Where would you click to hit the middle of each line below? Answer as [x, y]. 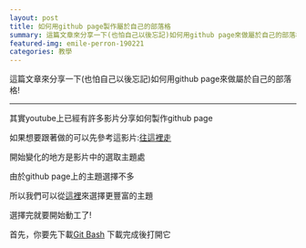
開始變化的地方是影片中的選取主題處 [77, 157]
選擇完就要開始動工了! [51, 215]
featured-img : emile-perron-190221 [77, 43]
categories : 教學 [41, 52]
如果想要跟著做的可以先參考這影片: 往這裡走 [91, 138]
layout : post [34, 18]
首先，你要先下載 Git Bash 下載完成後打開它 [90, 234]
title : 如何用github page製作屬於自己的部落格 [90, 26]
